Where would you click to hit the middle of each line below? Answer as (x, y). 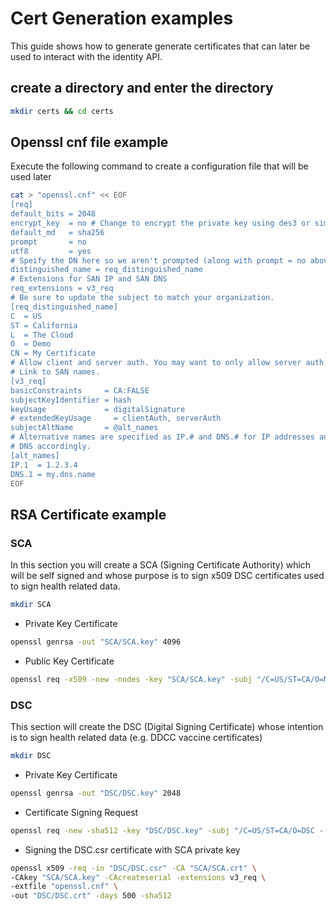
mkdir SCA (31, 605)
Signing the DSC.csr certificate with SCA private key (132, 849)
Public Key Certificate (69, 661)
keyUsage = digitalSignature (98, 409)
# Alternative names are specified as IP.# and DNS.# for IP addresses (162, 437)
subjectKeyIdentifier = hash (71, 400)
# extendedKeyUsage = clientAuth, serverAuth (116, 418)
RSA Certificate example (88, 514)
